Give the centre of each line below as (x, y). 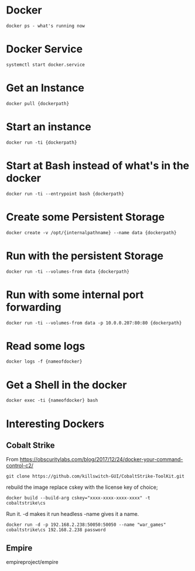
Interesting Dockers (55, 424)
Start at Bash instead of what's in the (98, 165)
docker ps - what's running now (45, 26)
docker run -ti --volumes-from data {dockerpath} (68, 271)
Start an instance (49, 127)
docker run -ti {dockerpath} (42, 142)
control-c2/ (20, 466)
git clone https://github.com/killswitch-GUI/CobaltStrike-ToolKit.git (95, 477)
